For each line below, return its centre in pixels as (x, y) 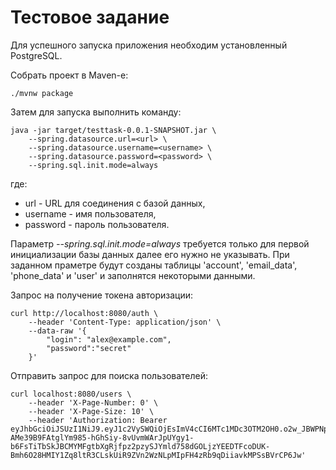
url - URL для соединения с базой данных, (115, 203)
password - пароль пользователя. (97, 224)
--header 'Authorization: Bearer (98, 420)
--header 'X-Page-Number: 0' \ (93, 402)
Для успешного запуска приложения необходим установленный (149, 45)
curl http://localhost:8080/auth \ (84, 313)
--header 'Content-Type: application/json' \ (125, 322)
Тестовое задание (90, 17)
